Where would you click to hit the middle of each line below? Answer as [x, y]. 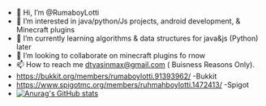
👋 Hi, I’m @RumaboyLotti [58, 13]
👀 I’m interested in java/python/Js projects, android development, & [128, 21]
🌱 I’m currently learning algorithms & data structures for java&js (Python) [137, 38]
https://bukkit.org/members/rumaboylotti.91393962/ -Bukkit [116, 76]
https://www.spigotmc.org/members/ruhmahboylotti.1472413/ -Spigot [133, 85]
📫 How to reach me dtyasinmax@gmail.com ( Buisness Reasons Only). [135, 64]
